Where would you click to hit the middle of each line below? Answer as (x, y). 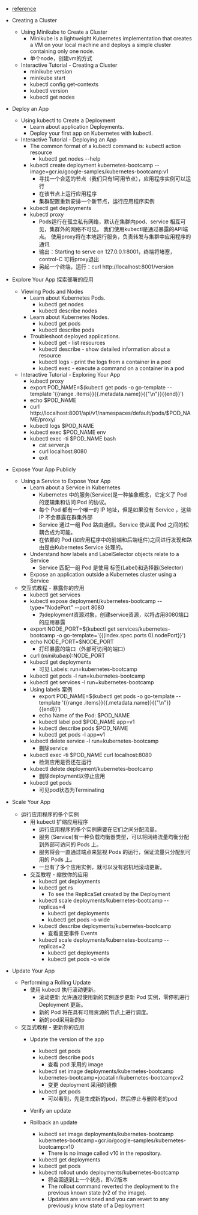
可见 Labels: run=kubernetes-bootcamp (88, 669)
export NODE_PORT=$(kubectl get (73, 629)
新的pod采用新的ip (62, 1020)
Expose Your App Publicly (44, 469)
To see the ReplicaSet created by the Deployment (109, 894)
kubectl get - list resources (72, 343)
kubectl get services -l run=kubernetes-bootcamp (92, 682)
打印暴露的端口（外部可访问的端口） (84, 649)
